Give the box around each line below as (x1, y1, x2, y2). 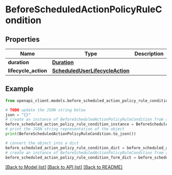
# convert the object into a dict (5, 140, 79, 146)
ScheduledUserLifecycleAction (52, 67, 130, 74)
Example (5, 85, 34, 93)
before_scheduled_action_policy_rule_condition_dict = (5, 145, 125, 150)
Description (134, 50, 164, 57)
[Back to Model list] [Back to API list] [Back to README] (5, 164, 123, 170)
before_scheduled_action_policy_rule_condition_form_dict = (5, 155, 137, 160)
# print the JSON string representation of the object (5, 127, 125, 132)
